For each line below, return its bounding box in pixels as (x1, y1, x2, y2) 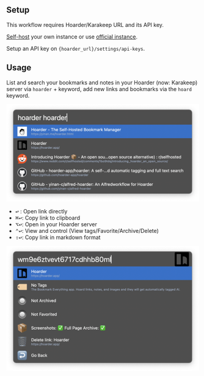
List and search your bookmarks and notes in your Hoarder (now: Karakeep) (6, 79, 198, 86)
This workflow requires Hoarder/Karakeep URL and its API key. (6, 21, 164, 28)
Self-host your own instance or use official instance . (6, 33, 138, 40)
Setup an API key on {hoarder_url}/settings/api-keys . (6, 45, 145, 52)
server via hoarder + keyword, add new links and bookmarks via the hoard (6, 85, 192, 92)
